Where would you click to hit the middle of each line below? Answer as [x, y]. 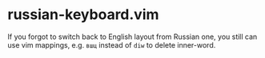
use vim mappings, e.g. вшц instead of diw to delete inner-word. [112, 44]
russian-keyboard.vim [83, 15]
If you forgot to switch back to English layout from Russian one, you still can [132, 37]
